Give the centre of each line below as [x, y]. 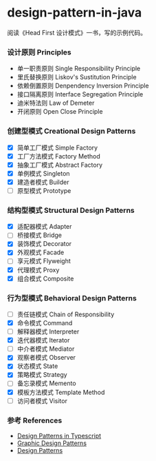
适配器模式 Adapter [44, 227]
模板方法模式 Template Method [61, 392]
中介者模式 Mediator [46, 349]
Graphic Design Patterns [52, 443]
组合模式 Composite [45, 278]
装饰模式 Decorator [44, 244]
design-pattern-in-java [75, 13]
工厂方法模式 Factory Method [59, 156]
